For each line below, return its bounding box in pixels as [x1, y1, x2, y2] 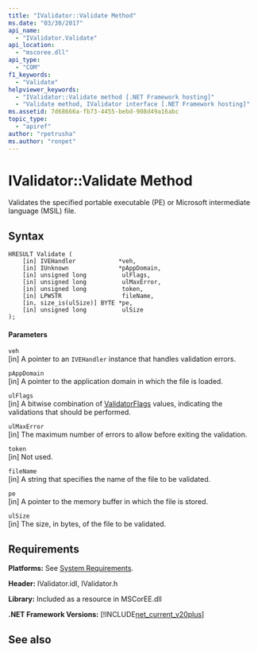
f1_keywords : [8, 71, 52, 79]
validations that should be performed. [8, 407, 131, 417]
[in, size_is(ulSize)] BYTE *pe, [22, 299, 133, 307]
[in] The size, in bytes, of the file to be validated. [8, 519, 167, 529]
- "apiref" [15, 122, 52, 130]
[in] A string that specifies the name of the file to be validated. [8, 475, 211, 484]
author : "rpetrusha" [8, 130, 77, 138]
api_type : [8, 56, 41, 64]
